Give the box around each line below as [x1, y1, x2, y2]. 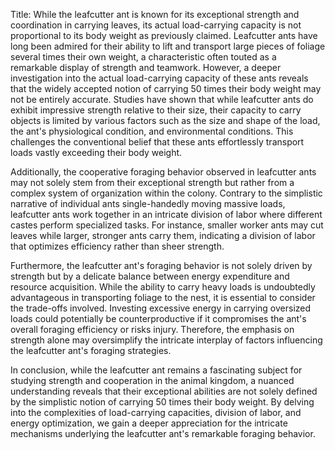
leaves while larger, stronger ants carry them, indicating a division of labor [10, 230, 316, 241]
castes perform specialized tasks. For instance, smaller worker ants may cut [10, 219, 324, 231]
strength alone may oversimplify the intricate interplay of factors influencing [10, 334, 323, 346]
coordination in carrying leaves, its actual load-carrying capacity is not [10, 19, 302, 31]
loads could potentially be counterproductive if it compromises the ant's [10, 313, 307, 324]
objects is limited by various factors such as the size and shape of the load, [10, 115, 321, 126]
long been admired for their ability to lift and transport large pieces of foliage [10, 40, 326, 52]
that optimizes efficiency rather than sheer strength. [10, 240, 225, 252]
